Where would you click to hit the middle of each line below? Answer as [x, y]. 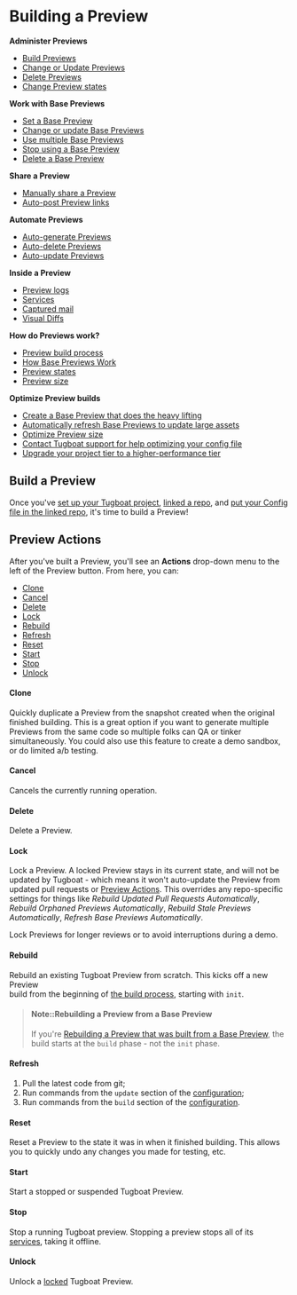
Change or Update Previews [74, 67]
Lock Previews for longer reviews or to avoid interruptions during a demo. [144, 935]
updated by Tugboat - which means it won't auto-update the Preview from [145, 880]
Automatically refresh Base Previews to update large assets [131, 424]
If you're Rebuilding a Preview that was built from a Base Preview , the [157, 1034]
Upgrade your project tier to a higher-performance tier [121, 453]
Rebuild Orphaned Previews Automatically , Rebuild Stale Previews [130, 908]
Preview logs [45, 289]
